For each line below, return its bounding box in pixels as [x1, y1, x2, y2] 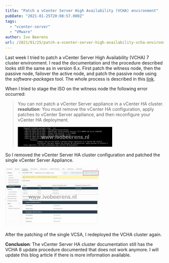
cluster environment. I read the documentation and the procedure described [5, 59, 163, 65]
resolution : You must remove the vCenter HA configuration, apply [17, 106, 154, 112]
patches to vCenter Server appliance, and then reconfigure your [17, 111, 151, 117]
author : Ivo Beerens [5, 35, 49, 40]
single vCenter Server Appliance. [5, 157, 74, 163]
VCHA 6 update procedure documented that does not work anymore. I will [5, 246, 159, 252]
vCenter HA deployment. [17, 116, 69, 123]
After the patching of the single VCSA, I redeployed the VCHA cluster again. [5, 231, 162, 237]
